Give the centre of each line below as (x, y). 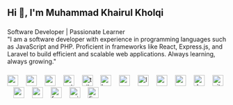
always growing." (32, 62)
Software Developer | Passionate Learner (66, 32)
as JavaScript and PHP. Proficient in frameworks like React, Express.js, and (115, 47)
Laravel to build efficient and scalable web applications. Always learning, (111, 54)
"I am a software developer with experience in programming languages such (117, 40)
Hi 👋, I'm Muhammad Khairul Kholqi (86, 13)
